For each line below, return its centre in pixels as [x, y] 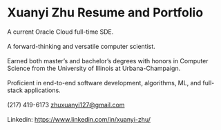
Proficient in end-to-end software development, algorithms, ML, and [104, 83]
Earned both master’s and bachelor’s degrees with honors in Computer [108, 61]
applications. [42, 90]
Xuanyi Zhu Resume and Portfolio [105, 13]
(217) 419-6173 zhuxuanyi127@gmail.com [66, 105]
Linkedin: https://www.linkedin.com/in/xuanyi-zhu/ [79, 119]
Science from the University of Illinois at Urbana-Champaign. [94, 68]
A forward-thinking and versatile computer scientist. [81, 46]
